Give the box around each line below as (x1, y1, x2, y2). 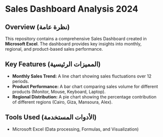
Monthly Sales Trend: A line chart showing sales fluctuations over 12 (12, 73, 152, 79)
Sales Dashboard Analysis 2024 (5, 3, 139, 15)
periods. (12, 78, 29, 84)
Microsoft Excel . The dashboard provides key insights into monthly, (5, 41, 142, 47)
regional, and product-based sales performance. (5, 46, 103, 52)
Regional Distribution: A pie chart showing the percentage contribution (12, 94, 157, 99)
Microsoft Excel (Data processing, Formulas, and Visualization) (12, 126, 139, 132)
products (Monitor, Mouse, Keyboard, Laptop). (12, 89, 106, 95)
